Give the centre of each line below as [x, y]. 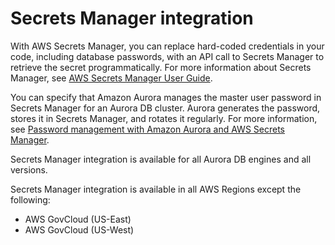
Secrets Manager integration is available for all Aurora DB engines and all [161, 159]
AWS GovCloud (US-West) [79, 229]
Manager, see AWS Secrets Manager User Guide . [111, 78]
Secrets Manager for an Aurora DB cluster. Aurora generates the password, [165, 108]
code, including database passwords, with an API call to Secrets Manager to [167, 56]
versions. [29, 169]
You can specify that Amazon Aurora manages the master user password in [166, 97]
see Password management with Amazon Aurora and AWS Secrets [148, 129]
